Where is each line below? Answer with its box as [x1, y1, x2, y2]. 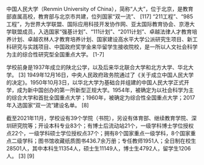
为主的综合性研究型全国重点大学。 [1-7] [6, 51, 104, 58]
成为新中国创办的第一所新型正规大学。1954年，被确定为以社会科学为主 [16, 87, 194, 93]
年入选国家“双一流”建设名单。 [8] [6, 102, 89, 109]
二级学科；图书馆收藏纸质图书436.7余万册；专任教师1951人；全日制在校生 [11, 137, 197, 144]
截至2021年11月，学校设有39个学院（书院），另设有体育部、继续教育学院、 [6, 115, 192, 121]
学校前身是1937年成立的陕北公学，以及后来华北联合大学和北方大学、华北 [6, 64, 188, 71]
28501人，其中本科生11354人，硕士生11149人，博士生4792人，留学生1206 [6, 145, 191, 152]
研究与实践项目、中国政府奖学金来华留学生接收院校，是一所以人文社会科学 [11, 43, 198, 50]
